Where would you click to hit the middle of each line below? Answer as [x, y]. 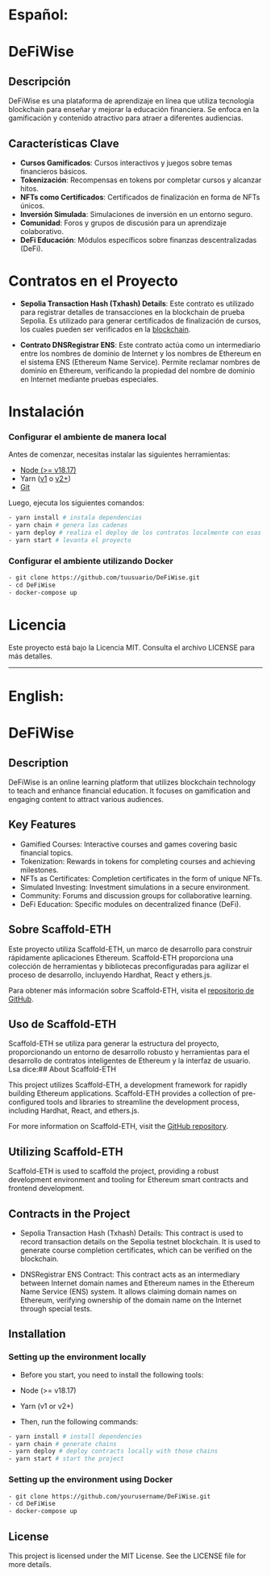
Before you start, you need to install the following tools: [112, 1374]
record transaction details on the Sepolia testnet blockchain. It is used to [140, 1242]
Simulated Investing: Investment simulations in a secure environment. [135, 887]
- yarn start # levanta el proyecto [70, 541]
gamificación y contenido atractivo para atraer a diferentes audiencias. [126, 118]
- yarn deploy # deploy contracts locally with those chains [113, 1451]
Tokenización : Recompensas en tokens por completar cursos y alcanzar [141, 180]
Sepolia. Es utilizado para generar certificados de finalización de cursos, [140, 320]
